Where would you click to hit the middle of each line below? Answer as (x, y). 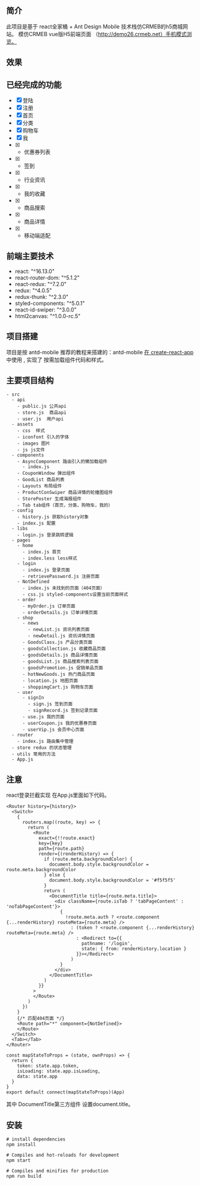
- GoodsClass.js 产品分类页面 (57, 643)
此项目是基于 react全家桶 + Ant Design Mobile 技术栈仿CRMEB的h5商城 (95, 27)
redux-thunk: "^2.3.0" (42, 296)
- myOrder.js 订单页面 (49, 606)
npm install (21, 1145)
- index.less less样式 (50, 558)
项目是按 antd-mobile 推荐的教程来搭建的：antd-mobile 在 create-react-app (100, 352)
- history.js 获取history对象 (53, 517)
